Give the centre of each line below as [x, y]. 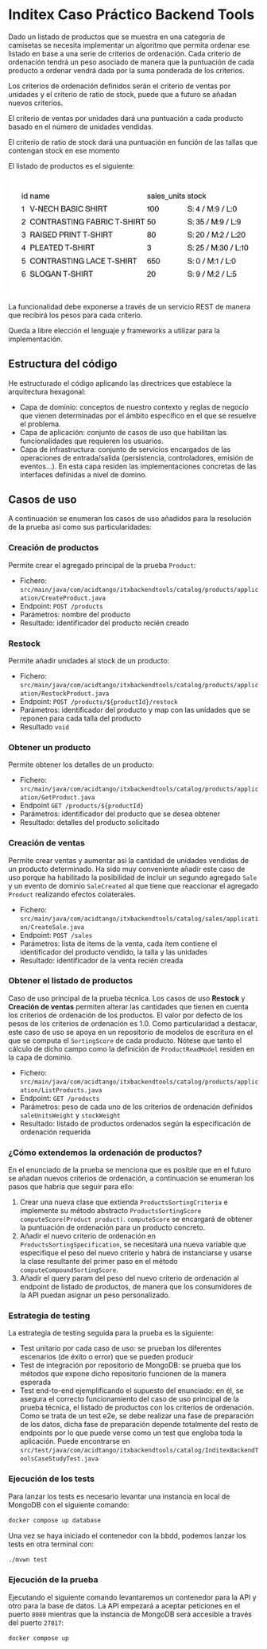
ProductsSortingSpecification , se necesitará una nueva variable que [133, 1245]
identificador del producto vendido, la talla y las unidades [114, 951]
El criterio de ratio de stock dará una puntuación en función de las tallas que [133, 142]
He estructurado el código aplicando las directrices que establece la [120, 383]
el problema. [40, 424]
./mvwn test [28, 1560]
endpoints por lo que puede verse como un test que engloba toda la [131, 1433]
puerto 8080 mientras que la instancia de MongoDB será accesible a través [130, 1614]
